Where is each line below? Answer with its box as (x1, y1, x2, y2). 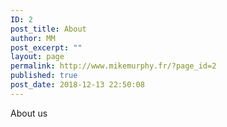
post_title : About (10, 24, 87, 34)
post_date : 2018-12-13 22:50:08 (10, 80, 145, 90)
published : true (10, 71, 78, 81)
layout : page (10, 52, 65, 62)
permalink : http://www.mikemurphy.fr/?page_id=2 (10, 61, 217, 71)
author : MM (10, 33, 56, 43)
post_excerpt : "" (10, 42, 83, 53)
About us (10, 107, 48, 119)
